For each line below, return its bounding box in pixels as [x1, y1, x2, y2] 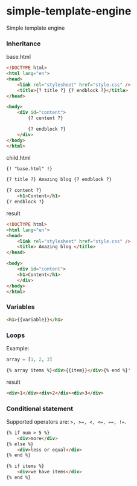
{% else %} [6, 441, 34, 447]
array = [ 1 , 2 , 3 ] [6, 356, 53, 363]
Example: [6, 344, 30, 352]
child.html [6, 154, 31, 161]
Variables [6, 303, 35, 311]
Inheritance [6, 39, 41, 48]
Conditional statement [6, 404, 74, 413]
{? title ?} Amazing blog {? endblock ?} [6, 177, 112, 183]
